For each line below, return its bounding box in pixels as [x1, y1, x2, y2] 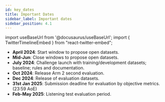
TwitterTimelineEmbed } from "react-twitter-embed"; [5, 40, 113, 46]
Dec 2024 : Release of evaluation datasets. [12, 75, 100, 81]
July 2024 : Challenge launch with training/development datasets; [12, 60, 147, 66]
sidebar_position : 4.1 [5, 21, 52, 26]
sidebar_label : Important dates [5, 16, 72, 21]
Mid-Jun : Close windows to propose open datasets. [12, 55, 119, 61]
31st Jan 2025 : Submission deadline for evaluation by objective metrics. [12, 81, 160, 87]
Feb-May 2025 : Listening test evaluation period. [12, 91, 111, 97]
